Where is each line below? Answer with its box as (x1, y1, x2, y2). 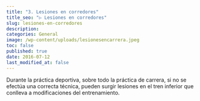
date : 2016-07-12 (6, 54, 50, 60)
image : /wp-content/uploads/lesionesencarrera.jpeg (6, 37, 139, 43)
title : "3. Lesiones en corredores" (6, 8, 99, 15)
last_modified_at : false (6, 59, 69, 65)
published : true (6, 48, 47, 54)
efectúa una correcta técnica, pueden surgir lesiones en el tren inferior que (6, 82, 194, 90)
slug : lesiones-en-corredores (6, 20, 83, 26)
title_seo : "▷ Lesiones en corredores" (6, 15, 107, 21)
